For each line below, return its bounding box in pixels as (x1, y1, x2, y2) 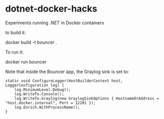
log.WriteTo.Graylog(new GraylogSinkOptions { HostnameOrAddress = (14, 96, 159, 101)
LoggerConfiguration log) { (5, 83, 65, 88)
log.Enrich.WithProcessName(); (14, 104, 80, 110)
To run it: (5, 49, 24, 55)
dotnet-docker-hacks (5, 3, 97, 15)
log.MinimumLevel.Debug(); (14, 87, 71, 92)
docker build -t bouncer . (5, 39, 57, 45)
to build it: (5, 29, 26, 35)
